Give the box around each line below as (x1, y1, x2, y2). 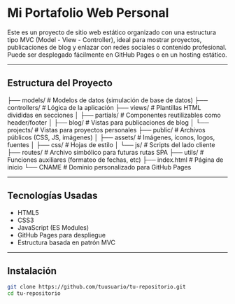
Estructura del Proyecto (7, 77, 113, 89)
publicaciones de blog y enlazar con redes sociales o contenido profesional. (7, 43, 227, 51)
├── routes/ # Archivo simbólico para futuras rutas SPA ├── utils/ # (7, 148, 204, 156)
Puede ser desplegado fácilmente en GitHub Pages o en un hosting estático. (7, 50, 227, 59)
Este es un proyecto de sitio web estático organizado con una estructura (7, 28, 217, 36)
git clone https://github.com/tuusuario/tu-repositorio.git (7, 284, 187, 291)
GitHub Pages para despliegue (17, 230, 106, 239)
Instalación (7, 265, 57, 277)
